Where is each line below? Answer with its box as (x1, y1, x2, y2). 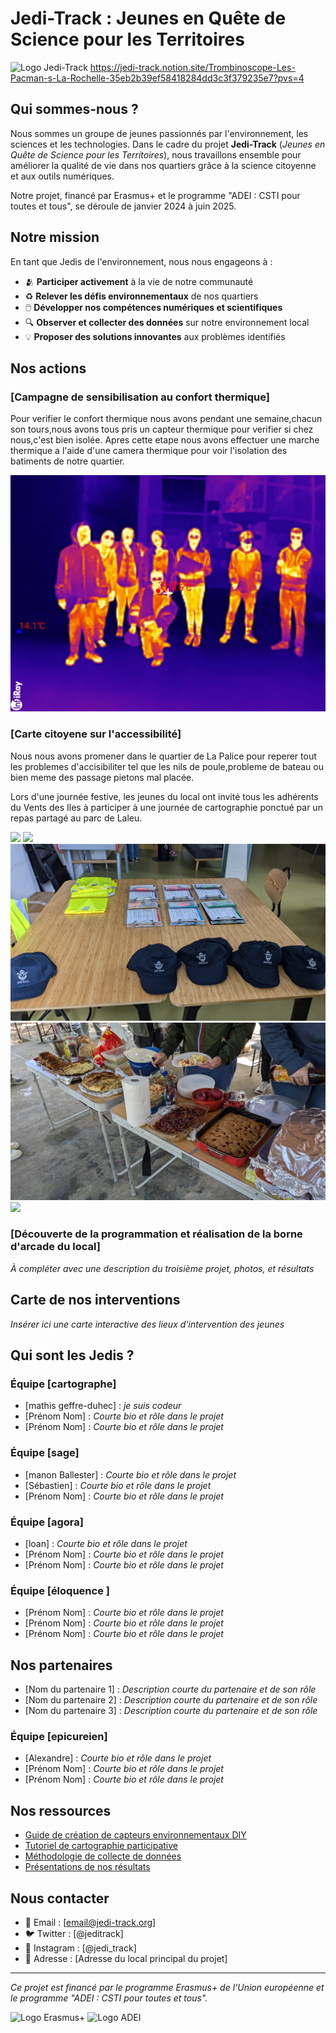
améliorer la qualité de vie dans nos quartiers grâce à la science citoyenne (10, 159, 317, 171)
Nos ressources (10, 1802, 112, 1819)
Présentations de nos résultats (24, 1861, 151, 1873)
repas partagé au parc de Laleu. (10, 812, 143, 824)
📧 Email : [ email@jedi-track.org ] (24, 1916, 157, 1928)
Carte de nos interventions (10, 1292, 181, 1309)
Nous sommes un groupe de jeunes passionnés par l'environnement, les (10, 127, 309, 139)
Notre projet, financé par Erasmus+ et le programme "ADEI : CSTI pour (10, 189, 301, 201)
